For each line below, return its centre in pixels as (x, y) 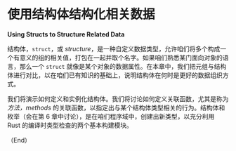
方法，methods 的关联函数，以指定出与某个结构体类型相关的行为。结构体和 (116, 107)
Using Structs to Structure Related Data (66, 34)
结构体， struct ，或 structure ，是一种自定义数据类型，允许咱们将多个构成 (114, 48)
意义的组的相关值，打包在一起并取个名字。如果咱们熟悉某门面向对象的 (121, 58)
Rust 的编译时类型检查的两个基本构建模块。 (70, 125)
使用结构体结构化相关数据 (81, 14)
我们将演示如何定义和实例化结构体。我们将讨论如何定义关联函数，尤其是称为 (118, 98)
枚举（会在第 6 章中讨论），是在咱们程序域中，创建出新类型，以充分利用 (111, 116)
